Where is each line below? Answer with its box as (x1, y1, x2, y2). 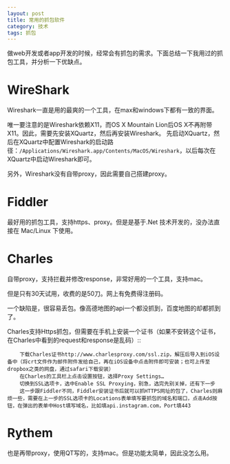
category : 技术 (7, 23, 49, 30)
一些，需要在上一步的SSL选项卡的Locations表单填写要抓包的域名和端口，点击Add (12, 395, 212, 402)
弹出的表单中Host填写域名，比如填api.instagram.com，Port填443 (22, 403, 191, 410)
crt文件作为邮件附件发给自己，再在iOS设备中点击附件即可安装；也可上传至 (27, 359, 211, 365)
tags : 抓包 (7, 29, 36, 37)
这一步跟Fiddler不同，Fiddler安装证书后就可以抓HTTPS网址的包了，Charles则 (19, 387, 218, 395)
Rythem (7, 425, 53, 441)
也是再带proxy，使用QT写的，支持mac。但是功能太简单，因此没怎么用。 (7, 449, 213, 457)
